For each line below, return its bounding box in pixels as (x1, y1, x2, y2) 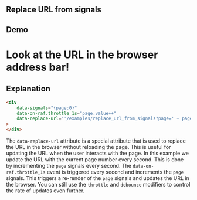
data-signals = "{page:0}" (16, 105, 77, 111)
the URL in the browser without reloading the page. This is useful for (6, 144, 171, 151)
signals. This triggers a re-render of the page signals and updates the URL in (6, 175, 189, 182)
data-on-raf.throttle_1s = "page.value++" (16, 110, 117, 116)
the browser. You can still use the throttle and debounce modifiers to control (6, 181, 191, 188)
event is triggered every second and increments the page (46, 168, 184, 175)
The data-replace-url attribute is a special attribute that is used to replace (6, 137, 186, 144)
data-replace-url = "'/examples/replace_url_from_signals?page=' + (16, 116, 180, 122)
